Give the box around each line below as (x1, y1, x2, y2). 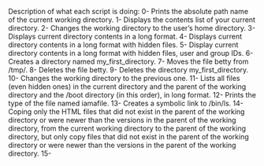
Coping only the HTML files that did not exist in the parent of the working (8, 107, 245, 116)
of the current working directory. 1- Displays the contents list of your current (8, 15, 256, 24)
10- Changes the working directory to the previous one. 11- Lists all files (8, 74, 240, 83)
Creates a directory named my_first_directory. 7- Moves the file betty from (8, 57, 249, 66)
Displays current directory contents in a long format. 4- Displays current (8, 31, 243, 41)
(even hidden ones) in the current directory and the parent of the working (8, 82, 247, 91)
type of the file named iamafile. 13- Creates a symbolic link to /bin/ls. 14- (8, 98, 244, 108)
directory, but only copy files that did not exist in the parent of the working (8, 132, 250, 141)
